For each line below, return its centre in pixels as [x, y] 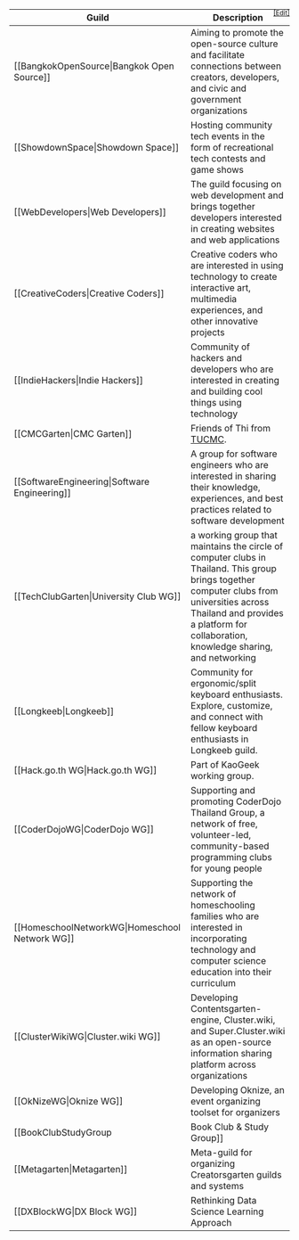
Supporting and [223, 790]
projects [208, 332]
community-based [230, 846]
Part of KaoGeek [225, 764]
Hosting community [232, 125]
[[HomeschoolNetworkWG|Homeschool [97, 928]
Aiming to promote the [237, 33]
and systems [218, 1186]
